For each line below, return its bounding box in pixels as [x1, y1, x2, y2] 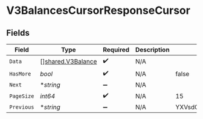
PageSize [9, 92, 34, 100]
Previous [9, 104, 34, 111]
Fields [6, 28, 30, 38]
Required [102, 46, 130, 54]
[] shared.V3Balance [40, 57, 97, 65]
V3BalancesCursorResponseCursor [6, 4, 190, 18]
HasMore [9, 70, 31, 77]
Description [135, 46, 170, 54]
